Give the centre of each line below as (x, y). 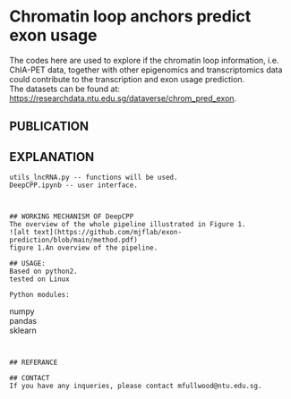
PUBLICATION (49, 127)
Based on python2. (43, 272)
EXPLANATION (52, 157)
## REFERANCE (34, 363)
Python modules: (39, 295)
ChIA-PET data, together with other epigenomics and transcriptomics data (146, 70)
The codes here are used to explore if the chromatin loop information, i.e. (144, 60)
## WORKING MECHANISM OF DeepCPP (72, 216)
